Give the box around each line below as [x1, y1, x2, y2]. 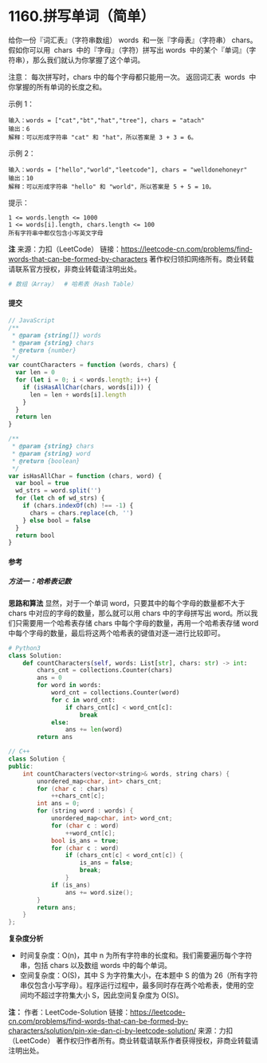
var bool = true [15, 480, 69, 488]
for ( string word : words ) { [37, 807, 134, 815]
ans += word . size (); [65, 888, 134, 896]
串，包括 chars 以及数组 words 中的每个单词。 [19, 961, 171, 970]
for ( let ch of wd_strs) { [15, 494, 105, 503]
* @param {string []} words [11, 331, 102, 339]
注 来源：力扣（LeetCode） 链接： [8, 244, 122, 254]
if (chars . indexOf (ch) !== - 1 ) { [22, 502, 134, 510]
